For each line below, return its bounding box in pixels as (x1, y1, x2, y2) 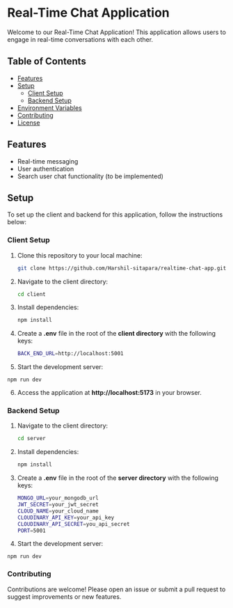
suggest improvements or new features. (7, 592, 122, 600)
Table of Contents (7, 56, 87, 68)
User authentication (17, 164, 74, 173)
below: (7, 218, 26, 226)
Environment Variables (17, 103, 82, 112)
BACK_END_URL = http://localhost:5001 (17, 350, 124, 357)
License (17, 118, 40, 127)
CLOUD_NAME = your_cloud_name (17, 507, 99, 515)
